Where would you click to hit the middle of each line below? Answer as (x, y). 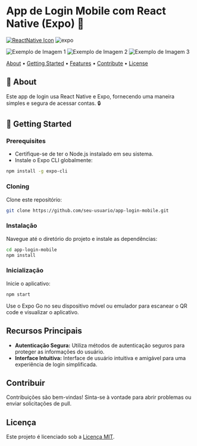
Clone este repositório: (34, 199)
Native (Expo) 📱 (45, 24)
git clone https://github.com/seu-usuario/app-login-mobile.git (87, 210)
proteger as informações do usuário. (60, 351)
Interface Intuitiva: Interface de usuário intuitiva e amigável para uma (100, 358)
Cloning (18, 187)
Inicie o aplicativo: (28, 283)
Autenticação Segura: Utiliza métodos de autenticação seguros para (100, 345)
